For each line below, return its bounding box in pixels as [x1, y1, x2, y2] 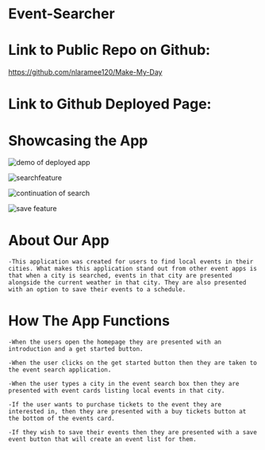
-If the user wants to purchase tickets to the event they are [8, 401, 222, 409]
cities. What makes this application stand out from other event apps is [8, 265, 258, 273]
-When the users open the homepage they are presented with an [8, 338, 222, 346]
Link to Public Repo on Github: [8, 41, 211, 60]
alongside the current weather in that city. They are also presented [8, 279, 247, 287]
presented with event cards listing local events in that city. [8, 387, 225, 395]
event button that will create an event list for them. [8, 436, 197, 444]
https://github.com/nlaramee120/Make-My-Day [8, 67, 163, 77]
